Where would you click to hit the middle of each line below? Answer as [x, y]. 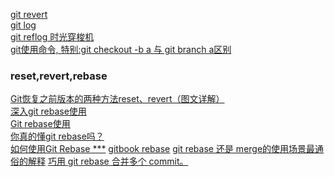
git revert [29, 14]
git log [23, 25]
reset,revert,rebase [59, 76]
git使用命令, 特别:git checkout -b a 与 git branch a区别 [121, 49]
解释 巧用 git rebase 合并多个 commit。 [108, 161]
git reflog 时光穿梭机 [52, 37]
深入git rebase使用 [48, 111]
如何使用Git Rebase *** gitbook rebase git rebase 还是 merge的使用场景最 [163, 149]
